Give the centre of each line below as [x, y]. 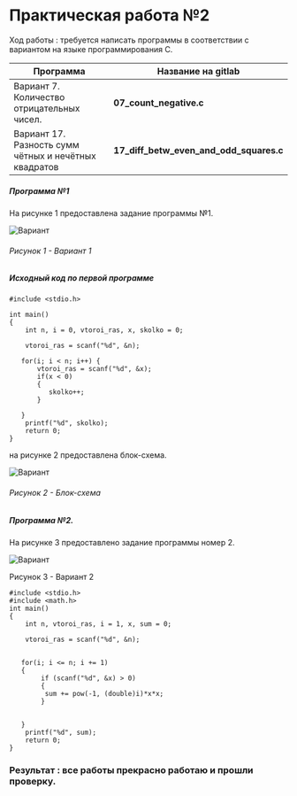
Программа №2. [41, 520]
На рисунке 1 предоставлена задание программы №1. [111, 213]
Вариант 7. [37, 86]
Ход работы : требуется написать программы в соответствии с [129, 40]
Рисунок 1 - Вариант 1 [50, 251]
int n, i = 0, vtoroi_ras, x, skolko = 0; [104, 330]
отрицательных [47, 108]
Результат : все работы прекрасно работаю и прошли [131, 769]
